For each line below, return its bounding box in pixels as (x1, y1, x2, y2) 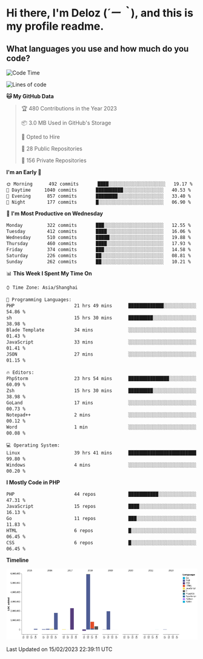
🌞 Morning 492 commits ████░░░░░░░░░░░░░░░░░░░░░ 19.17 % (6, 181, 193, 187)
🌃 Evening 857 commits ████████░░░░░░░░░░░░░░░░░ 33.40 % (6, 193, 191, 199)
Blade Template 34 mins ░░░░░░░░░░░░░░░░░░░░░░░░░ (6, 327, 197, 333)
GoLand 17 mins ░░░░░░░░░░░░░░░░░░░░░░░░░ (6, 400, 197, 406)
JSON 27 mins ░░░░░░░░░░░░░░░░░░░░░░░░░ (6, 351, 197, 357)
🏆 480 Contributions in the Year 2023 (21, 105, 117, 112)
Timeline (6, 556, 29, 564)
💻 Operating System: (6, 442, 61, 448)
